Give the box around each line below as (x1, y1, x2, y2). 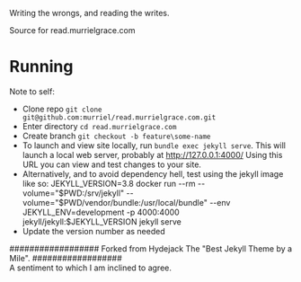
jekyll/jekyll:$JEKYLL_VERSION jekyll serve (22, 216, 181, 227)
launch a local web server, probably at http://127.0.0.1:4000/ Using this (22, 149, 283, 160)
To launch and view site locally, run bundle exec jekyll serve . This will (22, 139, 286, 151)
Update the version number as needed (22, 225, 165, 236)
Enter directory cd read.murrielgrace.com (22, 120, 177, 131)
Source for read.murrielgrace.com (9, 25, 136, 35)
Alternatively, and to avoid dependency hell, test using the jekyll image (22, 168, 284, 179)
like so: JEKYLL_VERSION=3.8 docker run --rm (22, 178, 196, 189)
